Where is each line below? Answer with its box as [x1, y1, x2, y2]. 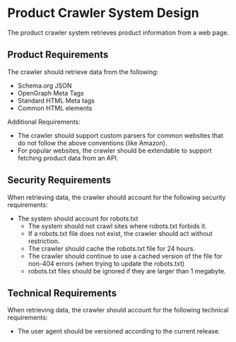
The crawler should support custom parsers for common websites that [17, 131, 224, 139]
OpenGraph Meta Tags [17, 88, 84, 97]
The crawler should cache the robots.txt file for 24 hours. [28, 244, 196, 252]
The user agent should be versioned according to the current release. [17, 327, 220, 336]
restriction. [28, 237, 60, 245]
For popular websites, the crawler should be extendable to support [17, 146, 212, 155]
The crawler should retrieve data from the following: [7, 67, 159, 76]
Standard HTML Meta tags [17, 96, 95, 105]
